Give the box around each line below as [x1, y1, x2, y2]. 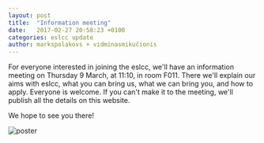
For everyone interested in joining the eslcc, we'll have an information [8, 62, 235, 71]
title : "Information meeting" [8, 19, 111, 27]
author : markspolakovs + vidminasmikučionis [8, 41, 157, 49]
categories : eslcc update [8, 33, 93, 42]
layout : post [8, 11, 51, 20]
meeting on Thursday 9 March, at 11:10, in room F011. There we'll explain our [8, 71, 256, 80]
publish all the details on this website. [8, 96, 130, 105]
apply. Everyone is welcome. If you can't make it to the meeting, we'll [8, 87, 233, 97]
